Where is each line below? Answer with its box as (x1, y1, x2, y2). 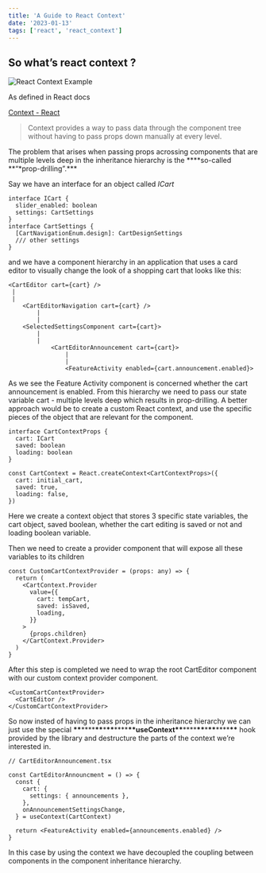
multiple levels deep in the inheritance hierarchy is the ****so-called (8, 156, 232, 165)
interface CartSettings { (8, 223, 94, 231)
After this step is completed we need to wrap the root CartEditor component (8, 665, 256, 674)
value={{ (29, 588, 59, 596)
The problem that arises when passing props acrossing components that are (8, 147, 258, 157)
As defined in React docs (8, 92, 91, 102)
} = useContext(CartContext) (15, 813, 112, 821)
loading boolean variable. (8, 528, 91, 537)
